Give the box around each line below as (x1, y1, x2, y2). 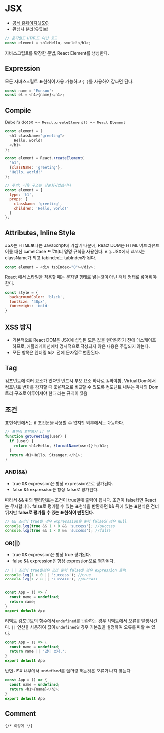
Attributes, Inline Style (5, 229, 75, 237)
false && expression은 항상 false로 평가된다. (12, 487, 99, 492)
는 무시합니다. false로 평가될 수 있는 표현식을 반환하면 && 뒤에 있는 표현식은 (5, 503, 150, 509)
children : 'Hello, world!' (14, 206, 69, 211)
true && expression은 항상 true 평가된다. (12, 551, 92, 557)
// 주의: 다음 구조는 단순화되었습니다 (5, 183, 71, 188)
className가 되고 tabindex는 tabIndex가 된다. (5, 254, 97, 261)
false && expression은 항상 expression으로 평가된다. (12, 558, 115, 564)
